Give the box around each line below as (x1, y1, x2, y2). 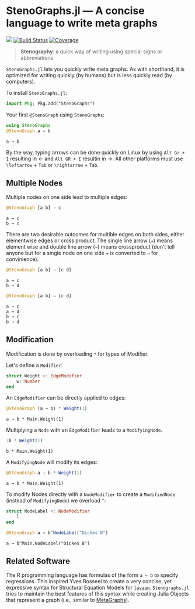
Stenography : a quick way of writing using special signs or (20, 48, 163, 55)
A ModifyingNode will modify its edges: (6, 459, 97, 466)
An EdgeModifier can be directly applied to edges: (6, 394, 126, 401)
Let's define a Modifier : (6, 362, 63, 369)
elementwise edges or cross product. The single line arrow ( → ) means (6, 237, 173, 244)
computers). (6, 78, 36, 85)
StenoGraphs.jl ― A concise (6, 4, 145, 18)
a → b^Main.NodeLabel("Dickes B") (6, 540, 90, 546)
